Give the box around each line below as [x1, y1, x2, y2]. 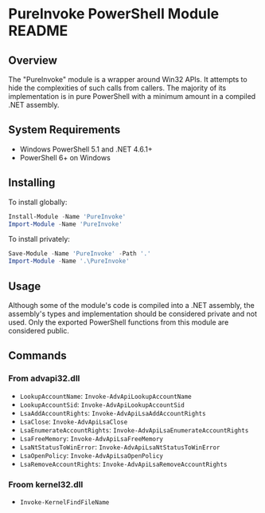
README [8, 22, 68, 40]
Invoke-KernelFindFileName [19, 498, 110, 507]
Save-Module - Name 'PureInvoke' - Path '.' [8, 250, 151, 258]
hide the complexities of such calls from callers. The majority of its [8, 83, 227, 93]
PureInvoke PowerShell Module [8, 5, 220, 23]
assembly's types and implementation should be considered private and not [8, 309, 257, 318]
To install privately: [8, 235, 70, 244]
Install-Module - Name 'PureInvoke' [8, 212, 127, 220]
